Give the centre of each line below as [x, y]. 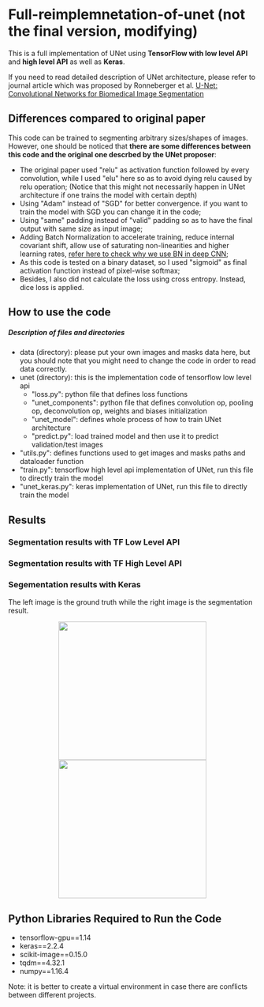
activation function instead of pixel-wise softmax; [100, 270]
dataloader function [52, 462]
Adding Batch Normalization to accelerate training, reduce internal [127, 237]
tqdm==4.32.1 [42, 963]
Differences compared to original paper [107, 119]
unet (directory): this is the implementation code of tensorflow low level [136, 378]
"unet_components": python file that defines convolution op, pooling [142, 403]
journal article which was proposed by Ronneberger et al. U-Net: [113, 85]
